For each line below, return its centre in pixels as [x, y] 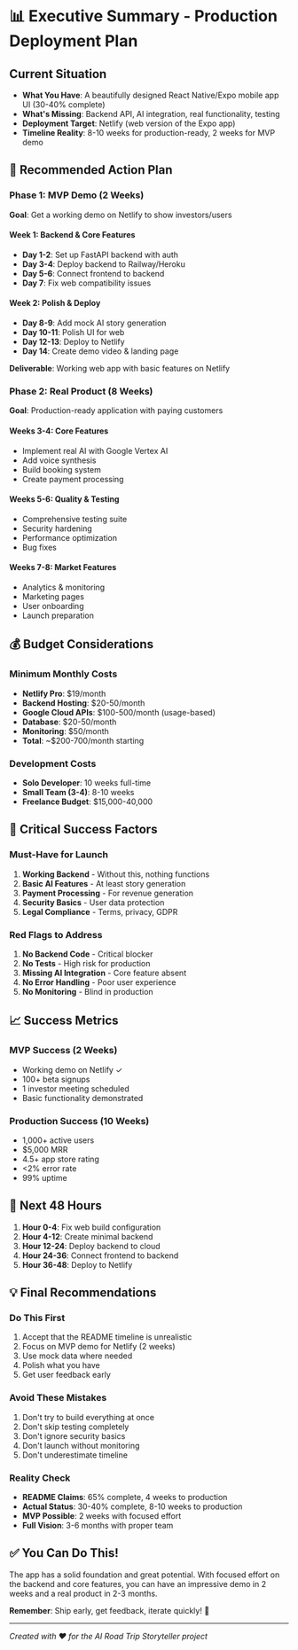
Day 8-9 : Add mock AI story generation [94, 323]
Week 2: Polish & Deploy [55, 303]
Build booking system [62, 469]
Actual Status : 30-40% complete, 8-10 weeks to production [132, 1506]
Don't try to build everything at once [88, 1417]
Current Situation [58, 74]
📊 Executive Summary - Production [143, 16]
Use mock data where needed [77, 1356]
